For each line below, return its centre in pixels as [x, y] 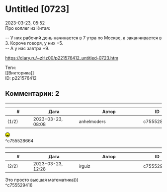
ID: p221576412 [21, 78]
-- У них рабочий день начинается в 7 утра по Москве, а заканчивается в [83, 38]
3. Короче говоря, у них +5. [34, 43]
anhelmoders [92, 122]
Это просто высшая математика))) [42, 180]
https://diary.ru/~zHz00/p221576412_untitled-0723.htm [62, 58]
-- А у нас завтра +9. [27, 48]
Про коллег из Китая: [28, 28]
